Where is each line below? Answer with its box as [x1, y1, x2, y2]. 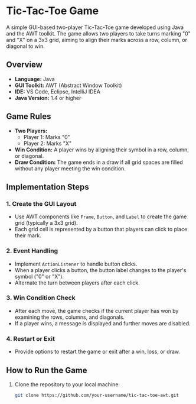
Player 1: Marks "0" [23, 133, 71, 140]
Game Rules [6, 111, 51, 122]
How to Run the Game [6, 365, 87, 375]
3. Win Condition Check [6, 294, 76, 302]
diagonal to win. [6, 43, 45, 50]
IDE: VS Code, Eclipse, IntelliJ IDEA [14, 88, 100, 95]
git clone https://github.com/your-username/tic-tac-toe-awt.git [14, 392, 179, 398]
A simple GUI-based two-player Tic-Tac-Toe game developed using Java [6, 24, 184, 31]
